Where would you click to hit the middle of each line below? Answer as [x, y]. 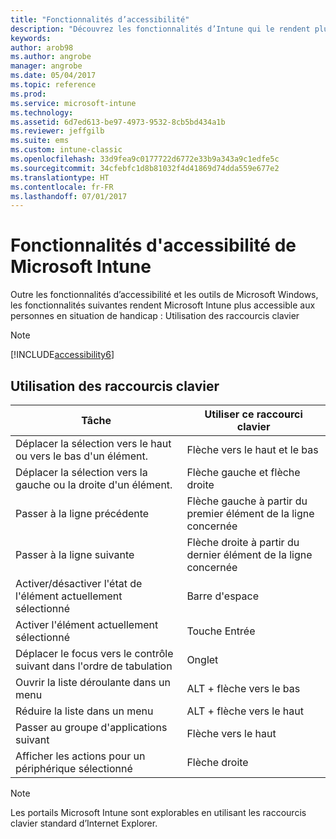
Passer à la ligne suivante [75, 554]
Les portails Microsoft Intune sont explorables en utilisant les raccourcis [158, 812]
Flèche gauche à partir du [247, 501]
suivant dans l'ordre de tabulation [94, 666]
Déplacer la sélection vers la [81, 472]
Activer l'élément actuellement [87, 624]
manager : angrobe [46, 66]
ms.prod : [28, 94]
